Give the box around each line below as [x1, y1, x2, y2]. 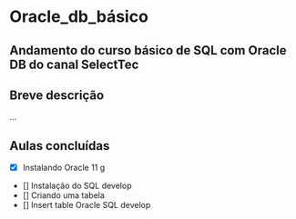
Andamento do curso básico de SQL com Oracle [9, 43, 287, 58]
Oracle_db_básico [9, 6, 148, 27]
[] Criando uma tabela [22, 190, 105, 201]
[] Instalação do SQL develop [22, 180, 132, 192]
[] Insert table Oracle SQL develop [22, 200, 151, 211]
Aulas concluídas [9, 138, 110, 154]
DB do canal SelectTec [9, 56, 139, 72]
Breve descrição [9, 87, 105, 103]
